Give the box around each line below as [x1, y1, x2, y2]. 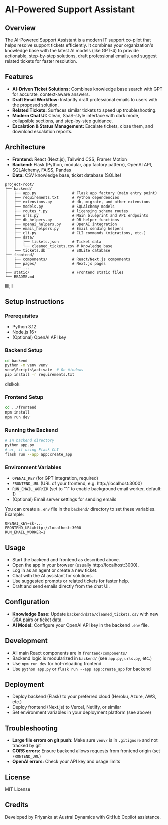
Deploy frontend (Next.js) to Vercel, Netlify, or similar [12, 704, 121, 710]
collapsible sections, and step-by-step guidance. [12, 118, 113, 124]
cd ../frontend [5, 405, 37, 410]
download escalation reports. [12, 128, 73, 134]
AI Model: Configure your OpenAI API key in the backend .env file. [12, 622, 149, 628]
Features [5, 73, 33, 81]
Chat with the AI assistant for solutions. [12, 572, 93, 578]
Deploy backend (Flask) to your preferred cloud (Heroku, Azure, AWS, [12, 693, 156, 700]
